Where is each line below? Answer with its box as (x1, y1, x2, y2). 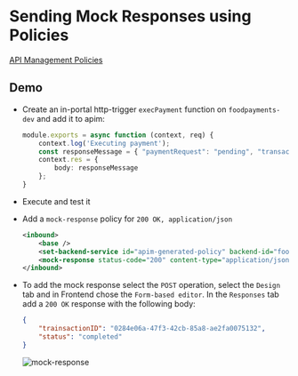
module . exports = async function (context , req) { (21, 131, 214, 140)
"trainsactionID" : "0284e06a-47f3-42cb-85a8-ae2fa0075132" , (38, 324, 266, 333)
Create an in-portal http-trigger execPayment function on (21, 104, 227, 115)
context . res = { (38, 156, 99, 164)
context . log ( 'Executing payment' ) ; (38, 139, 171, 148)
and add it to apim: (36, 113, 105, 124)
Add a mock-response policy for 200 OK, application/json (21, 213, 233, 224)
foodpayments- (228, 105, 281, 115)
